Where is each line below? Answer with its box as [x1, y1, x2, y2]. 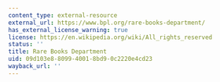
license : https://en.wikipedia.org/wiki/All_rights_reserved [8, 33, 213, 41]
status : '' [8, 41, 44, 48]
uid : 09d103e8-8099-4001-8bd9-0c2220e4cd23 [8, 55, 153, 63]
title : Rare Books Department [8, 48, 108, 55]
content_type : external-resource [8, 11, 118, 20]
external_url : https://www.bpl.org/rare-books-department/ [8, 19, 206, 27]
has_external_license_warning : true [8, 26, 128, 34]
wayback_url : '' [8, 62, 61, 70]
